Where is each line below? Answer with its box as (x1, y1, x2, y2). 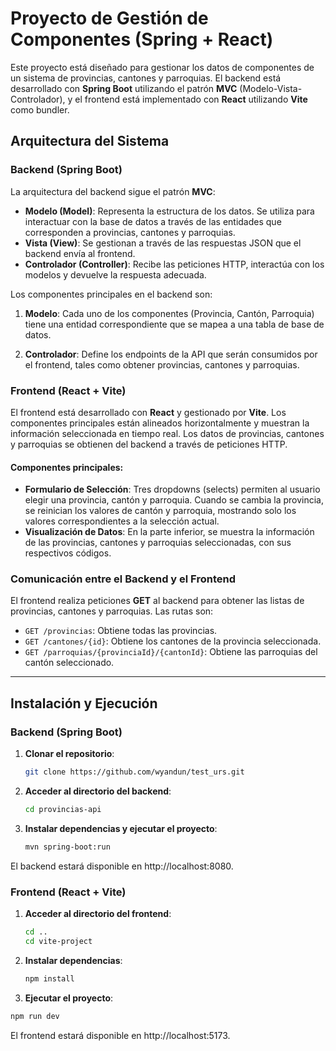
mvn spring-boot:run (24, 842, 111, 852)
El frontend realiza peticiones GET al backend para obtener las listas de (10, 595, 305, 607)
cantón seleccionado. (24, 657, 115, 669)
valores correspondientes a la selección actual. (24, 515, 220, 527)
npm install (24, 973, 75, 984)
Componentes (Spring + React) (10, 28, 274, 51)
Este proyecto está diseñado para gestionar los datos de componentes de (10, 61, 315, 73)
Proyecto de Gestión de (10, 7, 209, 30)
